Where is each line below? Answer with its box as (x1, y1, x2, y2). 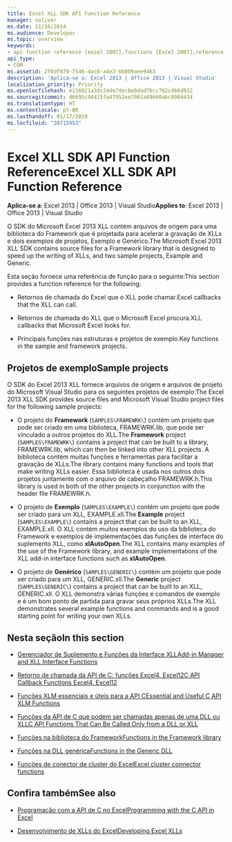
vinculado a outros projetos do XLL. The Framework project (17, 430, 186, 439)
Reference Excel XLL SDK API (7, 164, 177, 180)
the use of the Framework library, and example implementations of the (17, 547, 217, 556)
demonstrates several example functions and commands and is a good (17, 605, 220, 613)
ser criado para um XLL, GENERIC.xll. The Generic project (17, 575, 181, 583)
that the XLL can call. (17, 300, 78, 309)
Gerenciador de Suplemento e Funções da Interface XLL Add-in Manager (17, 650, 224, 659)
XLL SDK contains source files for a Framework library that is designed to (7, 244, 216, 253)
